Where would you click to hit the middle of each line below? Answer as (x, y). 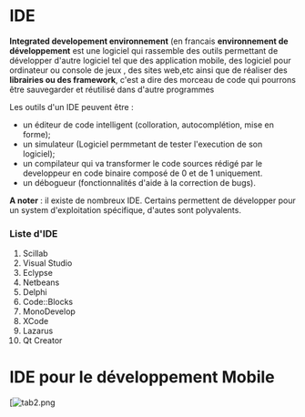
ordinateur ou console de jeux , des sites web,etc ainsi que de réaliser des (149, 70)
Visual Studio (47, 263)
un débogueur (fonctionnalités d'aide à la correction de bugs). (139, 182)
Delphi (35, 292)
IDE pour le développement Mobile (142, 377)
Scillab (35, 254)
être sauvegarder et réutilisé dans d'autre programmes (112, 89)
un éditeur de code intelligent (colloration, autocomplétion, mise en (148, 125)
